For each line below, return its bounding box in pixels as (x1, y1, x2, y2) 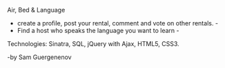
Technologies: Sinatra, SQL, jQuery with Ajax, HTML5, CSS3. (7, 40, 179, 47)
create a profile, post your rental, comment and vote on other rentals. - (17, 19, 219, 27)
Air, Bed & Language (7, 6, 66, 14)
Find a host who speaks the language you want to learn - (17, 27, 179, 34)
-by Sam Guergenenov (7, 53, 72, 61)
